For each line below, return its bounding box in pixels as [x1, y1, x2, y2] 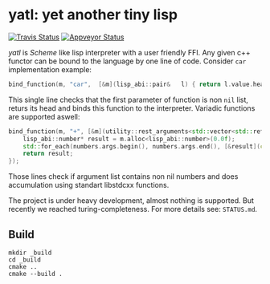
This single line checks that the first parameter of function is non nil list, [8, 95, 249, 104]
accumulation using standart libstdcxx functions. [8, 181, 170, 190]
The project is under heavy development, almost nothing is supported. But [8, 196, 255, 205]
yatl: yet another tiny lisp [8, 6, 178, 24]
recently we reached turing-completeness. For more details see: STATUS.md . [8, 205, 258, 214]
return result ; [22, 150, 74, 158]
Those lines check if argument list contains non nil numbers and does [8, 172, 239, 181]
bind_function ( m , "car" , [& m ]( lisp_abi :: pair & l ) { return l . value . [8, 80, 254, 88]
